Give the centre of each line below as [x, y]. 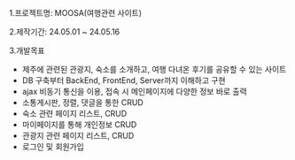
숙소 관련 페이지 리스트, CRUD [74, 114]
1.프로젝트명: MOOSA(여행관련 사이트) [76, 13]
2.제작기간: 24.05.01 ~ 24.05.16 [65, 32]
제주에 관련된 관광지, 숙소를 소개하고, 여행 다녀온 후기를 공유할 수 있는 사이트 [154, 69]
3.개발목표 [27, 50]
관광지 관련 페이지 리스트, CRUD [78, 136]
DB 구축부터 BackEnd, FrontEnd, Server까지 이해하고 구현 [124, 80]
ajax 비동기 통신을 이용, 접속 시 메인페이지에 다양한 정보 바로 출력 [134, 91]
